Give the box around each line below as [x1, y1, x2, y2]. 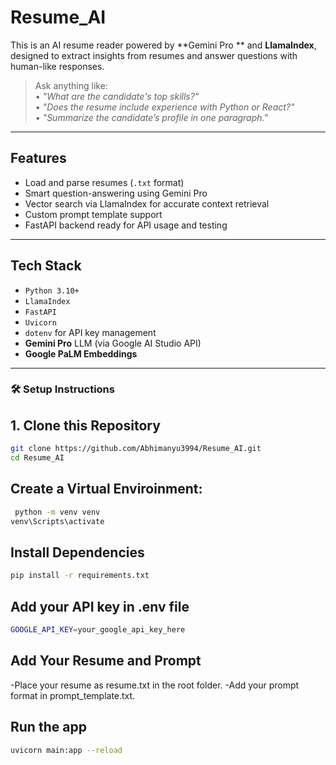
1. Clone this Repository [10, 417, 161, 434]
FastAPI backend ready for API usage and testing [24, 219, 228, 231]
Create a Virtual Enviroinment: [10, 481, 203, 498]
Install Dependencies [10, 544, 145, 561]
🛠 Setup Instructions [10, 382, 115, 396]
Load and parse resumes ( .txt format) [24, 176, 185, 188]
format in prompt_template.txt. [10, 689, 136, 701]
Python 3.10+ [24, 286, 80, 296]
